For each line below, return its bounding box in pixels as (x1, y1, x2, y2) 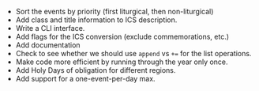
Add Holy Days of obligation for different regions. (15, 66, 176, 74)
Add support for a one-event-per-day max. (15, 74, 156, 83)
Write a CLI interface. (15, 24, 85, 32)
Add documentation (15, 40, 81, 50)
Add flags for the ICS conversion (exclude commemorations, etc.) (15, 32, 230, 41)
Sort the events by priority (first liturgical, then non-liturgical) (15, 7, 214, 16)
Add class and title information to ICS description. (15, 15, 178, 25)
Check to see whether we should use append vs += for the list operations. (15, 49, 252, 58)
